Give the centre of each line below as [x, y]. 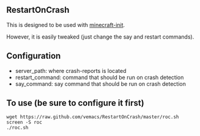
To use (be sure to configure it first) [76, 103]
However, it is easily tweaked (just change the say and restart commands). [100, 37]
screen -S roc [24, 123]
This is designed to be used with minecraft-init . [66, 25]
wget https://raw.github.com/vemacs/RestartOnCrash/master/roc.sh [93, 117]
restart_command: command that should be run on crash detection [99, 77]
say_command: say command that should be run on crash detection [101, 84]
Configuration [34, 56]
